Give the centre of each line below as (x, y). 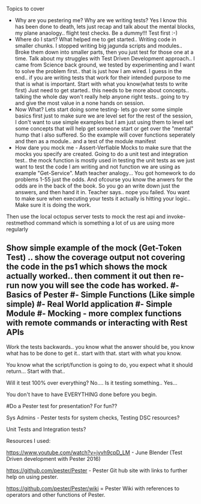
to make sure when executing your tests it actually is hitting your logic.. (103, 198)
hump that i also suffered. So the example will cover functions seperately (105, 135)
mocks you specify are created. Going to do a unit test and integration (101, 154)
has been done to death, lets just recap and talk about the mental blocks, (105, 27)
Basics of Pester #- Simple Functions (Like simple (100, 295)
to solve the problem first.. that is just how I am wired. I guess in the (98, 71)
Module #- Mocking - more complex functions (94, 314)
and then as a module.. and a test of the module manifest (85, 141)
